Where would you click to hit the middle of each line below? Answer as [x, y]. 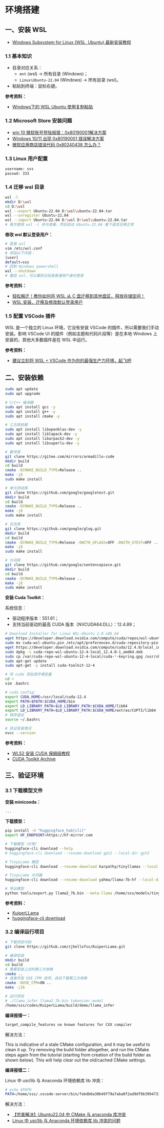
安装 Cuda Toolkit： [25, 598]
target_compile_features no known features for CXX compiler [69, 1025]
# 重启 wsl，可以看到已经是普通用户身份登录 [44, 276]
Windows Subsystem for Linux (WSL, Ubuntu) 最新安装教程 [72, 42]
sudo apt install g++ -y [30, 411]
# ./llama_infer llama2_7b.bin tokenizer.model [54, 1001]
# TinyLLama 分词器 [24, 875]
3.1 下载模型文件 [24, 790]
